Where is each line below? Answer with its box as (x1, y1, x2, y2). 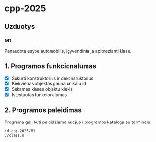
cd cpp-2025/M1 (4, 128, 35, 133)
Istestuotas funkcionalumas (11, 91, 67, 98)
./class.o (4, 133, 25, 138)
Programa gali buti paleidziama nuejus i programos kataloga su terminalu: (4, 119, 152, 125)
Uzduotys (4, 22, 35, 31)
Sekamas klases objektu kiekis (11, 86, 73, 92)
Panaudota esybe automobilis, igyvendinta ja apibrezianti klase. (4, 48, 132, 54)
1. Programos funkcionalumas (4, 62, 97, 71)
